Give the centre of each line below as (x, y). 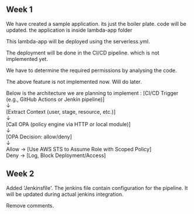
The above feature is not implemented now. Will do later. (74, 81)
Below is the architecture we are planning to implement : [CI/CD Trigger (92, 93)
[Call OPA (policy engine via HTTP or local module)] (68, 124)
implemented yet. (27, 59)
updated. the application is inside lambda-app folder (69, 30)
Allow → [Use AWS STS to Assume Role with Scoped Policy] (79, 149)
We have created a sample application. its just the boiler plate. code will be (96, 23)
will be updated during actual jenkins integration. (65, 194)
